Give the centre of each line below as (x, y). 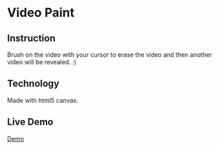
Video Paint (41, 13)
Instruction (31, 38)
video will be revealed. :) (42, 62)
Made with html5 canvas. (43, 100)
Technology (33, 84)
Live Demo (30, 122)
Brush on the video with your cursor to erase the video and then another (109, 54)
